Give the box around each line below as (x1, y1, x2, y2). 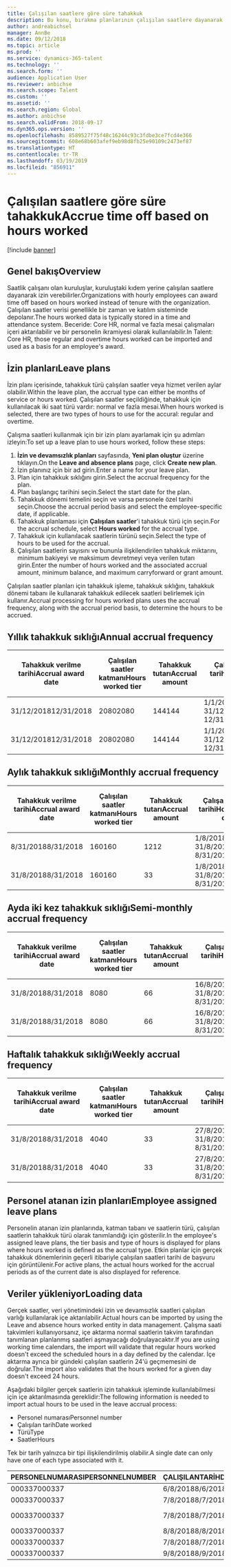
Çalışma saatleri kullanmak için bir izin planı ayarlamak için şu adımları (7, 431, 205, 439)
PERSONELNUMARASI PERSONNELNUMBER (10, 1473, 157, 1482)
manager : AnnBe (7, 29, 51, 37)
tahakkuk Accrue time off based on (7, 208, 209, 224)
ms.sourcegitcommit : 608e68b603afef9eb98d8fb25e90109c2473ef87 (7, 139, 192, 145)
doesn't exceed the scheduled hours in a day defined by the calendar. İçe (7, 1350, 216, 1358)
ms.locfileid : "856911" (7, 163, 76, 171)
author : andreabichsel (7, 23, 72, 30)
